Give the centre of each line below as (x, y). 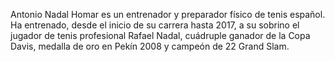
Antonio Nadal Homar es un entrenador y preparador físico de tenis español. (168, 14)
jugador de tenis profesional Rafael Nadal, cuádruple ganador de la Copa (160, 35)
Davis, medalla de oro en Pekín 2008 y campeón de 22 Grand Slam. (150, 46)
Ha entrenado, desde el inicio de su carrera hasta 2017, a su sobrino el (155, 25)
